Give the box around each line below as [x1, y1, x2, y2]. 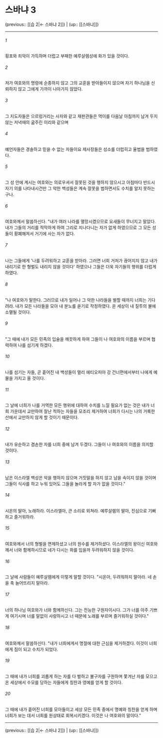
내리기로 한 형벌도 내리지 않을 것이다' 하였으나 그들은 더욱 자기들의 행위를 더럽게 [5, 264, 157, 270]
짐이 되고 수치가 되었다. [14, 646, 58, 652]
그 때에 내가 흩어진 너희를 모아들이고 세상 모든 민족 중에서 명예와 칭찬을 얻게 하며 [5, 706, 158, 712]
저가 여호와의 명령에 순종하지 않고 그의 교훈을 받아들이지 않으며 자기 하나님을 [5, 80, 150, 86]
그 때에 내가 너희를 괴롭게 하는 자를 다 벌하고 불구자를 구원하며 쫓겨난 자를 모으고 [5, 673, 158, 679]
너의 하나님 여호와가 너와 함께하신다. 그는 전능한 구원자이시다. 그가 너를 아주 [5, 607, 149, 613]
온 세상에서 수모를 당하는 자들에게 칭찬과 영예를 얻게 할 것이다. [5, 679, 123, 685]
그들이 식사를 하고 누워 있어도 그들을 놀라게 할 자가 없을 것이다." [5, 481, 126, 487]
